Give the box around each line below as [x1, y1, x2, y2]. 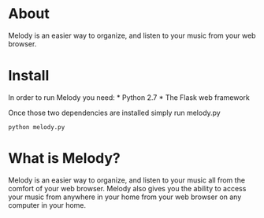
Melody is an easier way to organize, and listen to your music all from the [8, 175, 246, 185]
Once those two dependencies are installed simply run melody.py [8, 108, 221, 117]
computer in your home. [8, 200, 87, 209]
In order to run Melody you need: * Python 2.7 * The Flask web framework [8, 92, 250, 102]
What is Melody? [8, 150, 121, 168]
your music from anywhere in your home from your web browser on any [8, 192, 242, 201]
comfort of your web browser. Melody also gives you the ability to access [8, 183, 247, 193]
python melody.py [8, 123, 65, 131]
